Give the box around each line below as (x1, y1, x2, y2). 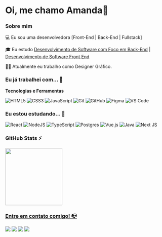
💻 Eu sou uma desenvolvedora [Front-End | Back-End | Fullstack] (5, 34, 142, 41)
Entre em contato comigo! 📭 (5, 213, 77, 220)
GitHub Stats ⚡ (5, 135, 42, 141)
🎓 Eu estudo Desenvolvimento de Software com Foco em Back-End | (5, 47, 151, 53)
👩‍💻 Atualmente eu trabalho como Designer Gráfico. (5, 63, 112, 70)
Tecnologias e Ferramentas (5, 88, 64, 94)
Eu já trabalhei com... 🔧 (5, 76, 63, 83)
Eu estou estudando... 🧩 (5, 110, 65, 117)
